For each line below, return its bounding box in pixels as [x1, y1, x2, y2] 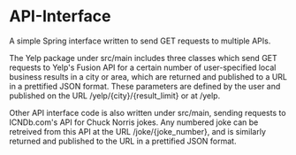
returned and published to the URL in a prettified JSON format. [9, 136, 237, 146]
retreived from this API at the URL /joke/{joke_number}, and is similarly [9, 126, 267, 136]
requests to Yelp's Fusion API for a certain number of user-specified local [9, 62, 277, 73]
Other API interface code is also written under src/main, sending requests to [9, 107, 286, 118]
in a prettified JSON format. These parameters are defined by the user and [9, 81, 281, 91]
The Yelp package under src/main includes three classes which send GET [9, 52, 278, 63]
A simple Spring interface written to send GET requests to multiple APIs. [9, 35, 271, 46]
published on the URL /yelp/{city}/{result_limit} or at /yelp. [9, 90, 221, 101]
